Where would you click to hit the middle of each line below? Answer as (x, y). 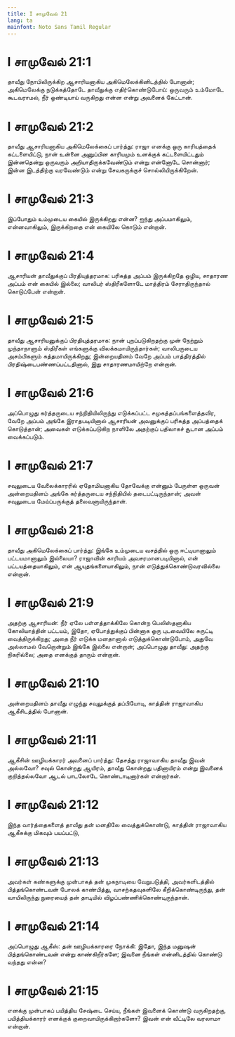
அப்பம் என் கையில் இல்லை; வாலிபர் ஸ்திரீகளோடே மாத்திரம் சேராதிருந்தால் (109, 284)
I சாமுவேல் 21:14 (53, 926)
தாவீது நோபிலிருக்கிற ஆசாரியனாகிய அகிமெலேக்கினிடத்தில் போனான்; (101, 82)
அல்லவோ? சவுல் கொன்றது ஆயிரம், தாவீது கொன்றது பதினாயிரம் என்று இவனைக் (115, 767)
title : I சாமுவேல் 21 (38, 14)
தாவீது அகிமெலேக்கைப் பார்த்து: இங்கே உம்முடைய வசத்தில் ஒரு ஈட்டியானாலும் (112, 550)
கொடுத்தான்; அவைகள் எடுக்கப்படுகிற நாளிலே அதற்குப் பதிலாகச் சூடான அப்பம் (115, 429)
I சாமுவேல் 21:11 (52, 740)
